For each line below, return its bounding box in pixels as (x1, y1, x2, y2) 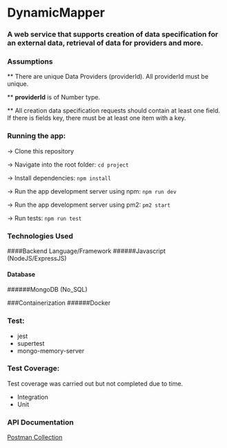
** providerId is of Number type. (7, 93, 101, 102)
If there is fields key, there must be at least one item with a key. (7, 114, 186, 122)
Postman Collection (7, 433, 63, 442)
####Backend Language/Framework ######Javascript (7, 247, 166, 255)
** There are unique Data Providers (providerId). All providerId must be (7, 73, 209, 81)
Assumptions (7, 57, 53, 66)
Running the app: (7, 131, 66, 141)
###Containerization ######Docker (7, 299, 111, 307)
